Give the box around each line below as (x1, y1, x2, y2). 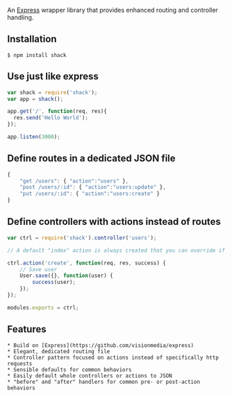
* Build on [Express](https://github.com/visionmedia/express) (7, 341, 194, 349)
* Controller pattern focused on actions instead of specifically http (7, 354, 219, 361)
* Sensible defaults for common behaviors (7, 366, 132, 373)
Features (7, 323, 47, 335)
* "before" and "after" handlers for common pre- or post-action (7, 378, 200, 385)
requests (7, 360, 33, 367)
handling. (7, 13, 34, 22)
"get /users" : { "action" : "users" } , (19, 177, 129, 185)
